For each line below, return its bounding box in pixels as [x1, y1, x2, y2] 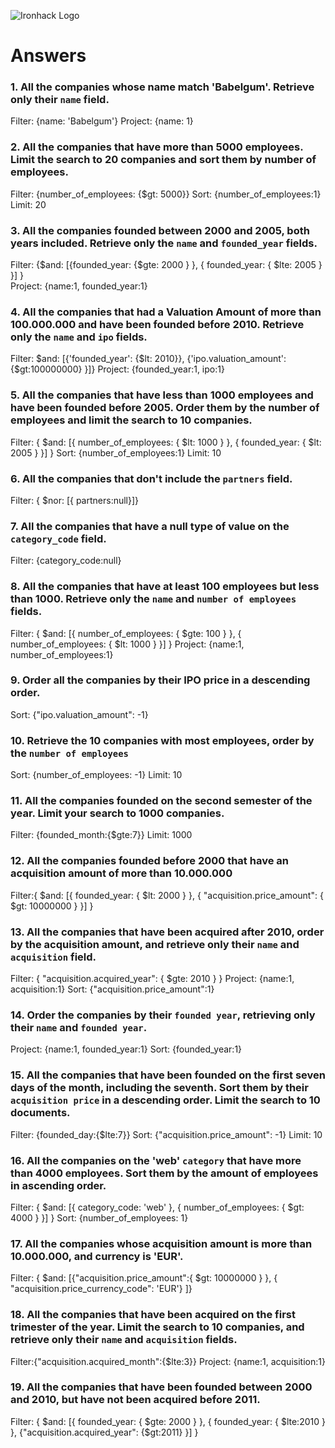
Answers [10, 45, 87, 67]
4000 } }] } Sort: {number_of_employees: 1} [10, 1211, 189, 1224]
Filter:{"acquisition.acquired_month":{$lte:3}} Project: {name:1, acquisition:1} [10, 1355, 326, 1367]
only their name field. [10, 93, 110, 107]
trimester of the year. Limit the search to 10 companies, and [10, 1320, 305, 1334]
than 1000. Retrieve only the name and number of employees [10, 592, 297, 606]
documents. [10, 1106, 71, 1120]
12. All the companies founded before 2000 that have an [10, 854, 289, 868]
